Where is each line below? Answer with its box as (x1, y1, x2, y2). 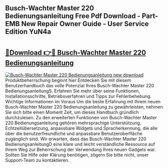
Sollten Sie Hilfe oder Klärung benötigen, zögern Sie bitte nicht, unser (5, 152, 149, 157)
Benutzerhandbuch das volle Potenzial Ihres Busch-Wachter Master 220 (5, 83, 154, 88)
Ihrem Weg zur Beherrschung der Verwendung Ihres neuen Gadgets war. (5, 146, 156, 152)
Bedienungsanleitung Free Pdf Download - (5, 12, 140, 21)
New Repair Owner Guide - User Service (21, 20, 149, 28)
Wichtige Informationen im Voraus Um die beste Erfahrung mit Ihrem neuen (5, 99, 161, 104)
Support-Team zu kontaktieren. (5, 157, 70, 163)
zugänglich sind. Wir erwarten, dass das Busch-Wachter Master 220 (5, 136, 146, 142)
